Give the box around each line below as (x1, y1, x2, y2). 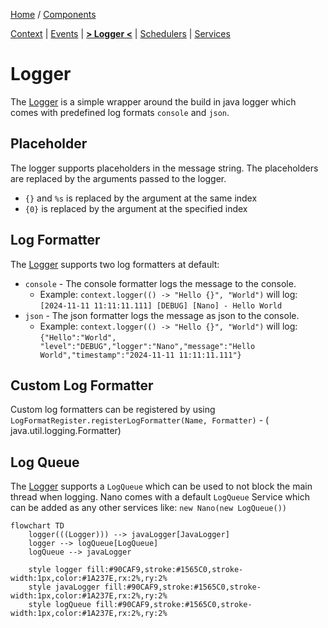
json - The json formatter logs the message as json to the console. (24, 309, 300, 321)
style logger (28, 565, 83, 575)
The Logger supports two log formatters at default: (10, 258, 220, 270)
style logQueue (28, 600, 92, 610)
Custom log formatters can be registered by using (10, 404, 216, 416)
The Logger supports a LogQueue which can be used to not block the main (10, 480, 313, 493)
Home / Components (10, 9, 97, 20)
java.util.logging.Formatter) (10, 425, 122, 437)
